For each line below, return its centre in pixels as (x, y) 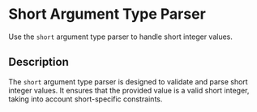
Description (39, 62)
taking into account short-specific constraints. (86, 99)
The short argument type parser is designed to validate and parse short (128, 81)
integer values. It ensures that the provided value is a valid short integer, (129, 90)
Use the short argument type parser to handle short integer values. (121, 37)
